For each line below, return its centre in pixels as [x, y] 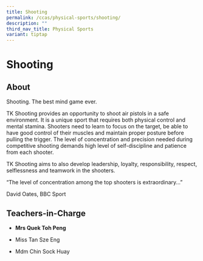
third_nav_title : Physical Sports [50, 29]
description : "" [27, 23]
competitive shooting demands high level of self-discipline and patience [97, 146]
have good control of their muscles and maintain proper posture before [95, 133]
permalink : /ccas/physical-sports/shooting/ [64, 18]
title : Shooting [27, 12]
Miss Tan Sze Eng [37, 239]
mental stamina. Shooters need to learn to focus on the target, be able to [97, 127]
